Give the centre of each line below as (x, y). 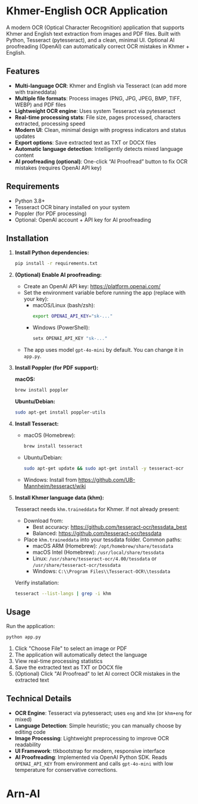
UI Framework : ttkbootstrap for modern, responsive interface (90, 751)
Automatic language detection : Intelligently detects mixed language (99, 149)
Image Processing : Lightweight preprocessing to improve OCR (92, 738)
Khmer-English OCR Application (87, 11)
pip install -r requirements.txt (56, 264)
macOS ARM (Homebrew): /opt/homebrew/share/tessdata (103, 546)
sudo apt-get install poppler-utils (60, 412)
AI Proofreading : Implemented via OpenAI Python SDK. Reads (91, 757)
